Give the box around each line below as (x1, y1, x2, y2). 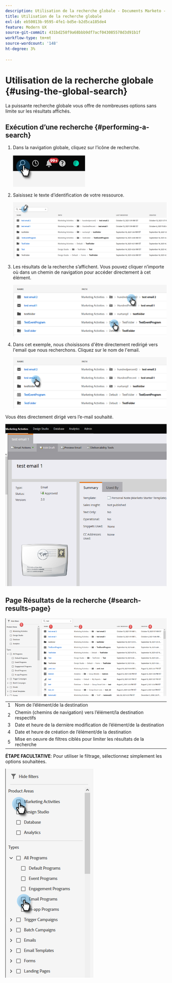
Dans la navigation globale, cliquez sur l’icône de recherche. (12, 145, 140, 151)
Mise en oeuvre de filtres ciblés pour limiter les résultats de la (15, 736, 144, 742)
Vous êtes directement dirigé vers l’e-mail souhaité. (5, 414, 114, 420)
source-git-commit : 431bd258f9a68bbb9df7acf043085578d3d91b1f (5, 30, 141, 35)
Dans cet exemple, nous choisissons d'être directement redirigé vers (12, 341, 158, 347)
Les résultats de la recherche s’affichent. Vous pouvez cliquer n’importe (12, 263, 165, 270)
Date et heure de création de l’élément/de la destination (15, 729, 132, 735)
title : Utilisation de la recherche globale (5, 13, 102, 19)
